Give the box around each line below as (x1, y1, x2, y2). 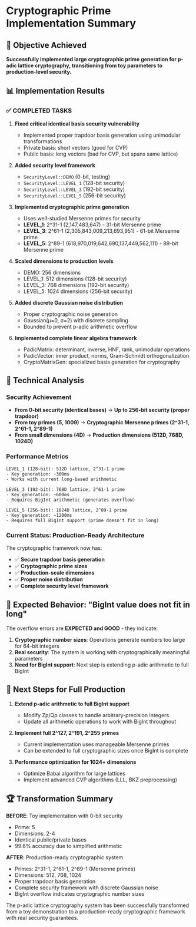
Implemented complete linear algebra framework (14, 334, 137, 341)
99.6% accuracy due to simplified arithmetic (14, 843, 122, 850)
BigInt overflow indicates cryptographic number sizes (14, 890, 145, 898)
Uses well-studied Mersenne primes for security (23, 215, 141, 222)
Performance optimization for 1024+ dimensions (14, 758, 137, 766)
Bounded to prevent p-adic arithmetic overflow (23, 323, 137, 330)
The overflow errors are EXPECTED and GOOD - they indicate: (6, 625, 158, 632)
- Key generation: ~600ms (6, 491, 69, 497)
